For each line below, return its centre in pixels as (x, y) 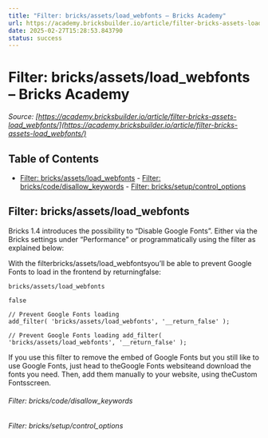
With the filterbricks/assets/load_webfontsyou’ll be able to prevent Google (130, 263)
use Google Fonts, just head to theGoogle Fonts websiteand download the (130, 365)
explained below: (36, 248)
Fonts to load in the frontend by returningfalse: (85, 272)
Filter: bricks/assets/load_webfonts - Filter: (90, 178)
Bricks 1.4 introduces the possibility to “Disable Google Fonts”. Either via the (133, 231)
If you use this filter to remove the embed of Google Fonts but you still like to (134, 357)
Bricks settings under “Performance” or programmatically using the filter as (132, 239)
